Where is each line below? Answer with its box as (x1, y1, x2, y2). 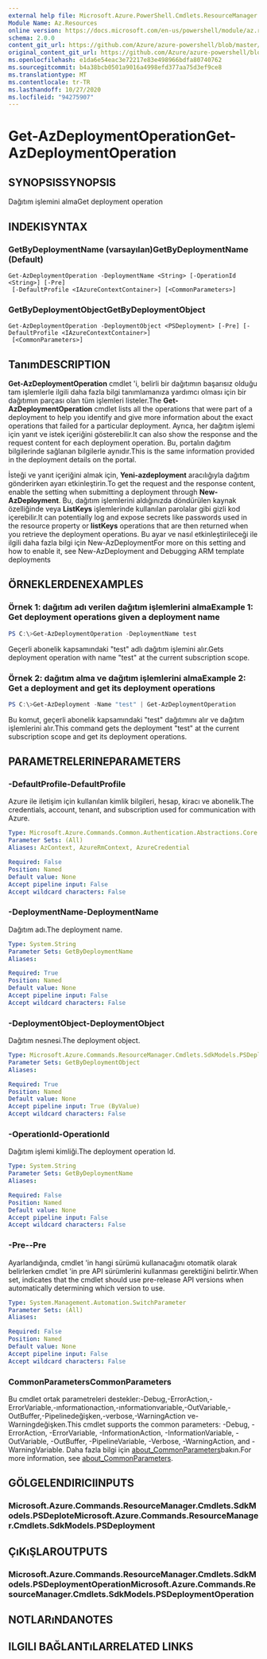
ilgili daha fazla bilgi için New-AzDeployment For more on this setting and (8, 538, 246, 547)
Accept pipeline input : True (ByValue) (8, 1103, 141, 1111)
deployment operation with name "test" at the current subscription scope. (8, 652, 250, 662)
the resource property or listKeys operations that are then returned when (8, 521, 249, 531)
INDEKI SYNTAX (8, 220, 88, 233)
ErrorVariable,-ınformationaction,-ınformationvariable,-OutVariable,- (8, 1402, 232, 1412)
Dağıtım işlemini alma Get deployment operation (8, 197, 164, 207)
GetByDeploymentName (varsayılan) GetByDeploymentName (8, 243, 249, 255)
